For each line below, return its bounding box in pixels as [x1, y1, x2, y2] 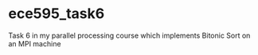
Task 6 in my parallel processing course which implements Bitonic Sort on [8, 31, 251, 40]
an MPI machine [8, 38, 61, 48]
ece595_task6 [8, 5, 105, 23]
